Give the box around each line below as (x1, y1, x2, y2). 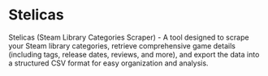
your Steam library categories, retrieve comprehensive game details (8, 40, 236, 50)
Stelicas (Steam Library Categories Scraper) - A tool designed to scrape (8, 32, 249, 42)
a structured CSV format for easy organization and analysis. (8, 58, 209, 68)
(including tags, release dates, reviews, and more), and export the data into (8, 49, 260, 59)
